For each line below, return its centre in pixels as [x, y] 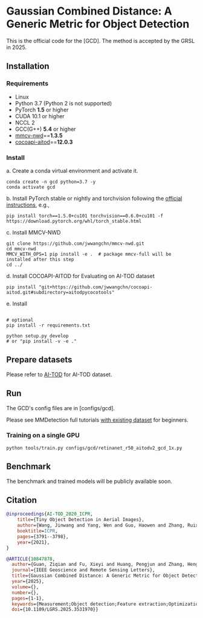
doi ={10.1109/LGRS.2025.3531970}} [55, 610]
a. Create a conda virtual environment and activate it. [72, 170]
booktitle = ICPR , [38, 531]
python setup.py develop [37, 336]
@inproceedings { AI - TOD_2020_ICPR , [50, 514]
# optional [20, 320]
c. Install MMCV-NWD [34, 232]
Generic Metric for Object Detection [98, 24]
